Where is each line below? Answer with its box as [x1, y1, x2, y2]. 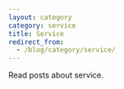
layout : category [8, 12, 73, 22]
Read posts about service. [8, 70, 104, 80]
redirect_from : [8, 37, 65, 47]
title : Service [8, 29, 65, 38]
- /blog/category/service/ [16, 46, 116, 55]
